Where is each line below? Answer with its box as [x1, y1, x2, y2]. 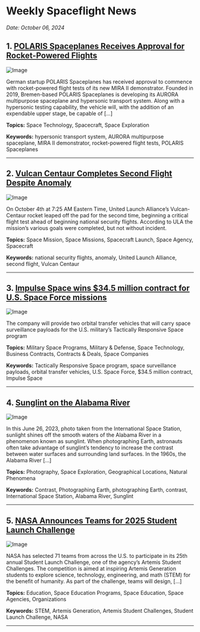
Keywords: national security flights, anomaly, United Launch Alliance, [6, 254, 177, 261]
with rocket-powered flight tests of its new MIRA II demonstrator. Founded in [6, 84, 193, 91]
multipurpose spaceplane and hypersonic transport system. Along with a [6, 97, 185, 104]
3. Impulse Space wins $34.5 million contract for [6, 283, 190, 293]
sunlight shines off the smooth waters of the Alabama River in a [6, 431, 162, 438]
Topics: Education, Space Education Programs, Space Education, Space [6, 590, 184, 596]
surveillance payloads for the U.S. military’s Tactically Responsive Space [6, 326, 184, 333]
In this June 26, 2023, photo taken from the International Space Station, [6, 425, 182, 432]
